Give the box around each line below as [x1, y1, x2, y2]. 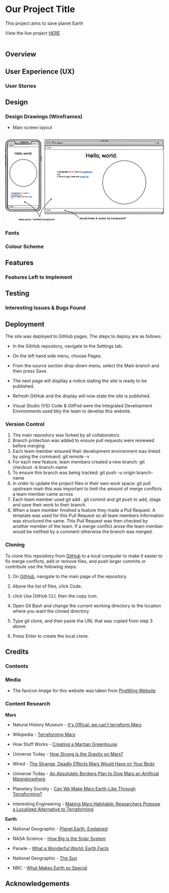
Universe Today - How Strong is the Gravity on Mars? [12, 751, 123, 757]
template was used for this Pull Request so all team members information [12, 512, 164, 518]
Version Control [5, 421, 45, 428]
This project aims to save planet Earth [5, 20, 83, 26]
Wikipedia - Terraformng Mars [12, 731, 75, 738]
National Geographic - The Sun [12, 855, 77, 861]
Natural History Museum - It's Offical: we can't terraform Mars [12, 721, 142, 727]
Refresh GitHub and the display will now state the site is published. [12, 393, 151, 399]
